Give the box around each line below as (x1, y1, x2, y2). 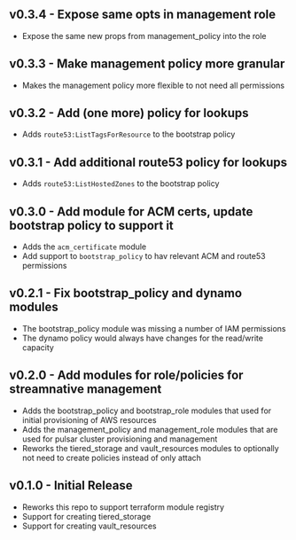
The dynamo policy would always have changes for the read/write (21, 333, 264, 343)
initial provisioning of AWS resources (21, 414, 157, 425)
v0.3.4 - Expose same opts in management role (9, 7, 277, 22)
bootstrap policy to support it (9, 217, 175, 233)
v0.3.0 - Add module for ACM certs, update (9, 204, 253, 219)
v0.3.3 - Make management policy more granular (9, 57, 285, 72)
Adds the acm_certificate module (21, 241, 147, 252)
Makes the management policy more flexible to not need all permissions (21, 80, 285, 90)
